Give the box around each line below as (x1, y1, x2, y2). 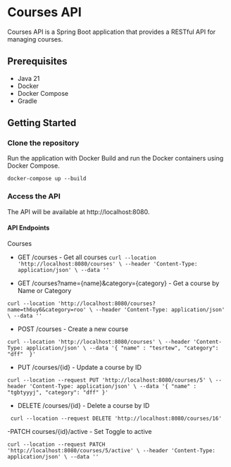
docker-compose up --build (7, 175, 87, 182)
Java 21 (17, 74, 40, 82)
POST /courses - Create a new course (17, 325, 129, 333)
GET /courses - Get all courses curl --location (17, 253, 156, 261)
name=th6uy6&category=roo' (7, 306, 87, 313)
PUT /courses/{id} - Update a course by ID (17, 363, 142, 371)
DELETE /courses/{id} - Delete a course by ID (17, 401, 150, 409)
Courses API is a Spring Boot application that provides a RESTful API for (7, 27, 216, 36)
